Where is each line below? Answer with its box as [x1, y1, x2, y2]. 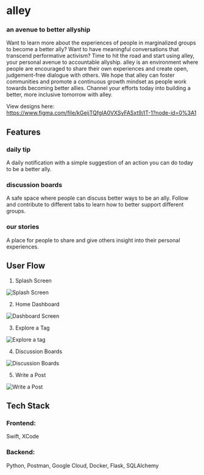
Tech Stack [6, 400, 50, 411]
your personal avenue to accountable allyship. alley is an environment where [6, 58, 199, 66]
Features [6, 127, 41, 137]
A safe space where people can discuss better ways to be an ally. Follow [6, 194, 189, 202]
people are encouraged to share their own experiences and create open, [6, 65, 189, 72]
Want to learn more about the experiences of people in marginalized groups [6, 39, 196, 46]
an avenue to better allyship [6, 26, 91, 34]
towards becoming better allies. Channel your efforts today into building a [6, 85, 191, 92]
